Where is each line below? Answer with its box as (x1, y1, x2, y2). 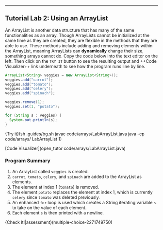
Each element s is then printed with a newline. (12, 210, 104, 215)
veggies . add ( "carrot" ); (5, 77, 53, 82)
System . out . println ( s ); (9, 117, 57, 122)
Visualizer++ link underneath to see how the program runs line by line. (5, 63, 146, 69)
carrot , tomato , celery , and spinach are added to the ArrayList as (12, 174, 142, 179)
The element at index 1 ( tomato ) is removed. (12, 184, 99, 190)
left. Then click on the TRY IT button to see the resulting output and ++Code (5, 58, 157, 64)
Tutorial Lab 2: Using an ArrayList (5, 14, 108, 22)
